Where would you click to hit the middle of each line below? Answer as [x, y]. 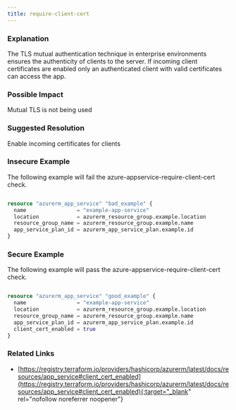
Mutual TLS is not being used [50, 110]
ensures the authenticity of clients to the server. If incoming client [103, 61]
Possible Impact [35, 94]
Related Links [31, 354]
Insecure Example [39, 161]
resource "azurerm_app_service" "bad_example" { [80, 204]
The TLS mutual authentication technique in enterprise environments [107, 54]
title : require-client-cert [49, 14]
